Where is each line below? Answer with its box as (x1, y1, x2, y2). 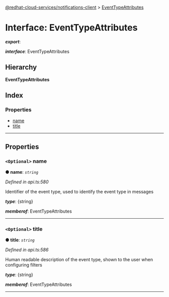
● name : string (5, 169, 39, 175)
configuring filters (5, 262, 43, 268)
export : (5, 38, 21, 44)
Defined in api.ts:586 (5, 247, 49, 253)
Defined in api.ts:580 (5, 179, 49, 185)
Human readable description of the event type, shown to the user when (5, 257, 153, 263)
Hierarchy (5, 63, 37, 72)
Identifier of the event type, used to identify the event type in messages (5, 189, 154, 195)
